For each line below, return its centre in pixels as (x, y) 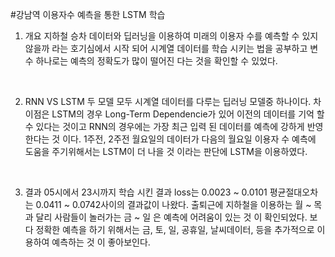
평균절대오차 (294, 192)
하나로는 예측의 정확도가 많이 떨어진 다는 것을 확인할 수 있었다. (156, 61)
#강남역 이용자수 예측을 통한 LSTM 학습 (88, 14)
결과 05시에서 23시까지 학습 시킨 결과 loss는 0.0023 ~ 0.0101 (146, 192)
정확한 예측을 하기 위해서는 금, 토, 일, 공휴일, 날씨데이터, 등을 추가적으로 (175, 229)
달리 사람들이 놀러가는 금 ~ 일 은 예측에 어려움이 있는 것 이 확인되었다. (171, 217)
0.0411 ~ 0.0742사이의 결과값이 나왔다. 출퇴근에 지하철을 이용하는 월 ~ (173, 204)
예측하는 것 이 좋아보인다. (101, 242)
